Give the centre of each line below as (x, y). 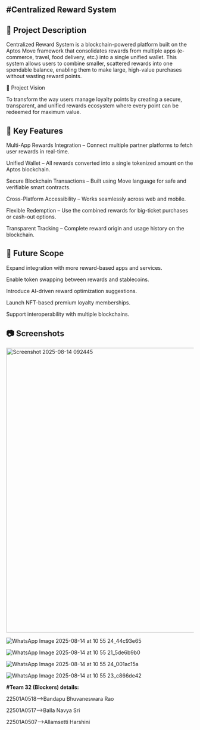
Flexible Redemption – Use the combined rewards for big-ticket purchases (97, 211)
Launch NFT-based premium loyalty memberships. (68, 302)
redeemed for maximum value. (44, 112)
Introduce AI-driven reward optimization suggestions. (72, 291)
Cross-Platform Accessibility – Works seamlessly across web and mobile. (96, 199)
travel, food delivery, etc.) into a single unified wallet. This (106, 57)
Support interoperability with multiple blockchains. (68, 314)
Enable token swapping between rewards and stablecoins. (78, 279)
